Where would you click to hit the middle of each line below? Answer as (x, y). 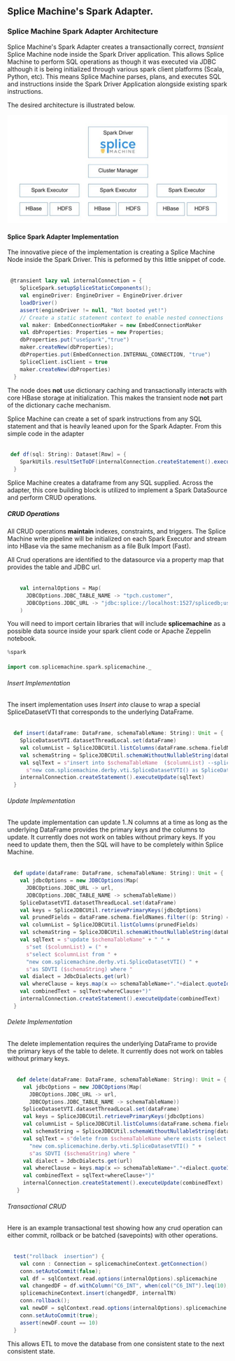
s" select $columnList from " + (71, 954)
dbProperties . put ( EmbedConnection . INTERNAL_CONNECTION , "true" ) (115, 355)
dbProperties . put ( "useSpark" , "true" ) (75, 340)
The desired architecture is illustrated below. (71, 105)
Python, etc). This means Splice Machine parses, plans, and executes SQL (114, 76)
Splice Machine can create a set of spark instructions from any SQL (105, 419)
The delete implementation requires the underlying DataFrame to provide (112, 1044)
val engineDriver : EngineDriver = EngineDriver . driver (101, 296)
